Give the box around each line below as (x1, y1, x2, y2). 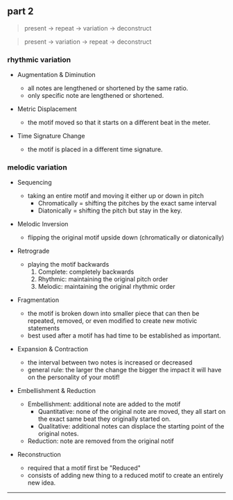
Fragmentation (17, 296, 60, 304)
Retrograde (17, 247, 50, 256)
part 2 (7, 6, 34, 17)
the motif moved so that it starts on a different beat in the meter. (27, 118, 211, 127)
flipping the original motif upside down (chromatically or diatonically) (27, 233, 225, 242)
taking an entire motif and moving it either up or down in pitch (27, 192, 205, 200)
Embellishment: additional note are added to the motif (27, 400, 181, 408)
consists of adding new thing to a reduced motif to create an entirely (27, 472, 224, 480)
